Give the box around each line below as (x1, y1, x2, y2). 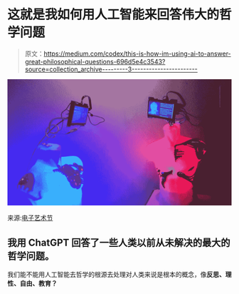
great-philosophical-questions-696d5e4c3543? (24, 57, 166, 66)
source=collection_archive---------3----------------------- (24, 65, 198, 73)
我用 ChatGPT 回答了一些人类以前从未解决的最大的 (7, 236, 230, 248)
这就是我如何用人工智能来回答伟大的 (7, 6, 220, 23)
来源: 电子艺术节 (7, 213, 53, 222)
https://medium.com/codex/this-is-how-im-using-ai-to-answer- (43, 49, 231, 58)
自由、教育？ (19, 279, 58, 288)
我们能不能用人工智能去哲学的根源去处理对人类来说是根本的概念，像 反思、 (7, 270, 225, 279)
